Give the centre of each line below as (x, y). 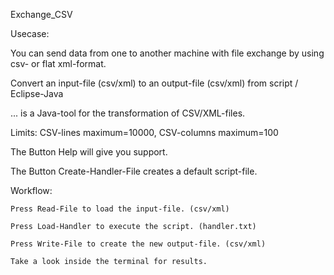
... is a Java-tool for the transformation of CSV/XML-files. (128, 113)
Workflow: (31, 190)
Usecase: (30, 33)
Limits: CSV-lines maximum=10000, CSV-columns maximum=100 (144, 132)
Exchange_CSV (41, 14)
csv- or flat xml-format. (58, 63)
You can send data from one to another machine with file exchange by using (167, 53)
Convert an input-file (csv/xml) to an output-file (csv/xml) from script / (154, 83)
